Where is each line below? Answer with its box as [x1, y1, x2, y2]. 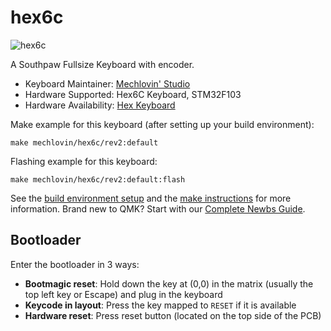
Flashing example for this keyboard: [10, 155, 158, 167]
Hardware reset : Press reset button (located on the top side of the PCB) [24, 309, 322, 321]
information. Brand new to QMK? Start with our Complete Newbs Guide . [10, 202, 306, 215]
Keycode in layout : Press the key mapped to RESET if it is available [24, 299, 297, 311]
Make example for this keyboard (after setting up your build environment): [10, 118, 315, 130]
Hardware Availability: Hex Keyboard [24, 99, 176, 111]
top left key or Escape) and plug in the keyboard [24, 288, 223, 300]
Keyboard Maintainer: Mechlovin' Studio [24, 77, 191, 90]
